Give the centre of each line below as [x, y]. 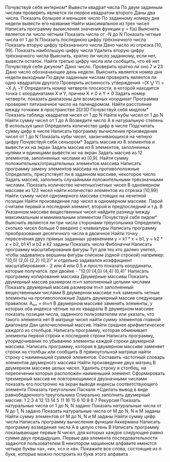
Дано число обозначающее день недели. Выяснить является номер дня [84, 72]
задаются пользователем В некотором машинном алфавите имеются [81, 443]
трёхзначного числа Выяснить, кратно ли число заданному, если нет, [81, 56]
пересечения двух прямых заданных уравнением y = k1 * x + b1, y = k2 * [84, 239]
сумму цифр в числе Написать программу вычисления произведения [81, 131]
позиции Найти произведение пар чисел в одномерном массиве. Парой [84, 201]
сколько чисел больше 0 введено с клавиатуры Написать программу [81, 228]
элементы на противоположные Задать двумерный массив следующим [84, 298]
